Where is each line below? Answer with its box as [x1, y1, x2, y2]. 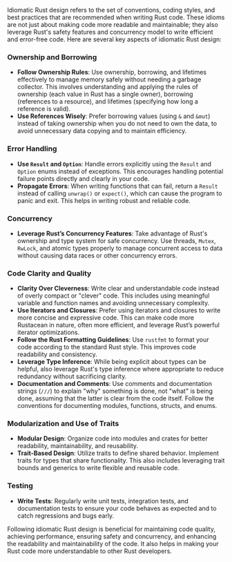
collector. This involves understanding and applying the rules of [17, 83, 198, 91]
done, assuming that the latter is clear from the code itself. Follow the [17, 394, 215, 403]
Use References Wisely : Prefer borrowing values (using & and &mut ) [17, 112, 211, 120]
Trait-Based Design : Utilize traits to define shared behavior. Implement [17, 449, 220, 458]
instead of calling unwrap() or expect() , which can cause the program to [17, 189, 222, 197]
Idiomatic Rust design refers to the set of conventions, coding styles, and [7, 6, 215, 14]
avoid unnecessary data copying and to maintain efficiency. [17, 127, 187, 135]
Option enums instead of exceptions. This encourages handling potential [17, 167, 224, 175]
